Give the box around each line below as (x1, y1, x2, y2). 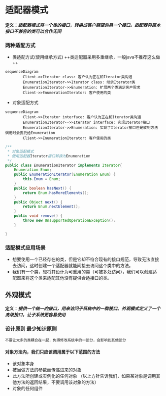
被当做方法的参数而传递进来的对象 (12, 367, 82, 373)
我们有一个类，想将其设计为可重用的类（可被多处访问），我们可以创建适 (12, 269, 157, 275)
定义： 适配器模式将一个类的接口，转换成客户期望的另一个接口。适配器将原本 (5, 22, 161, 28)
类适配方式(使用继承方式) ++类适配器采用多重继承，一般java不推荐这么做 (12, 54, 161, 60)
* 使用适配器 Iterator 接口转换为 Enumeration (7, 153, 91, 158)
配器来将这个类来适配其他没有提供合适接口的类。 (12, 275, 112, 281)
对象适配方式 (12, 99, 38, 105)
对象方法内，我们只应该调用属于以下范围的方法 (5, 348, 100, 354)
